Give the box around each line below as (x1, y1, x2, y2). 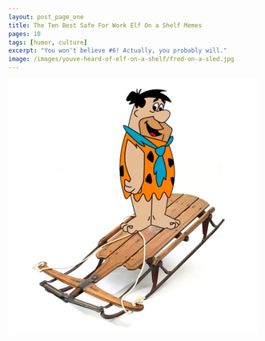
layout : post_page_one (8, 13, 84, 21)
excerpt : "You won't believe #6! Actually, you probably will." (8, 46, 227, 55)
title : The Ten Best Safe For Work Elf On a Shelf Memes (8, 21, 203, 30)
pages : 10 (8, 30, 42, 38)
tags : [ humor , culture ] (8, 38, 88, 46)
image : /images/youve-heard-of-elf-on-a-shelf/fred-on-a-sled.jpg (8, 55, 235, 63)
